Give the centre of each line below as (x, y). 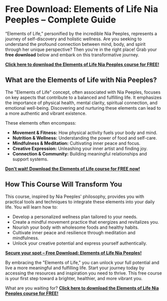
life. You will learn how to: (32, 207)
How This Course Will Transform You (64, 185)
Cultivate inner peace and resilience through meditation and (74, 232)
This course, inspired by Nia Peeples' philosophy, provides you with (75, 196)
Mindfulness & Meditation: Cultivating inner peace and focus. (76, 143)
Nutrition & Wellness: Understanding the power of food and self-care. (84, 138)
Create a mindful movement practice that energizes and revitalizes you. (86, 222)
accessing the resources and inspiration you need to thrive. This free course (83, 273)
